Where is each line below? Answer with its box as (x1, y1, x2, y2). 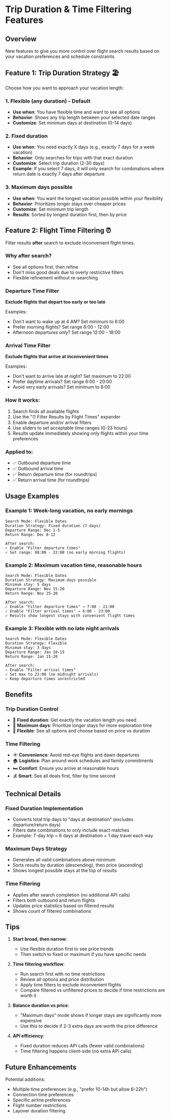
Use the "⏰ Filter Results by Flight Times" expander (12, 413, 121, 420)
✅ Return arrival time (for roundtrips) (12, 477, 90, 483)
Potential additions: (5, 1076, 46, 1082)
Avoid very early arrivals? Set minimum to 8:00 (12, 384, 111, 390)
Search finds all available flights (12, 408, 80, 414)
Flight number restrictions (12, 1102, 67, 1108)
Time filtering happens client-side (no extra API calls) (20, 1048, 132, 1054)
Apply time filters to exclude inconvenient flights (20, 982, 121, 988)
